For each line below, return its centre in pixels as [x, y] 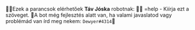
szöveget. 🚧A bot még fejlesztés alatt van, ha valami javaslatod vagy [89, 15]
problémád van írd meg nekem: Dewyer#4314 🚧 [61, 21]
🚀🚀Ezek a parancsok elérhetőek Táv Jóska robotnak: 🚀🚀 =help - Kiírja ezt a [97, 9]
